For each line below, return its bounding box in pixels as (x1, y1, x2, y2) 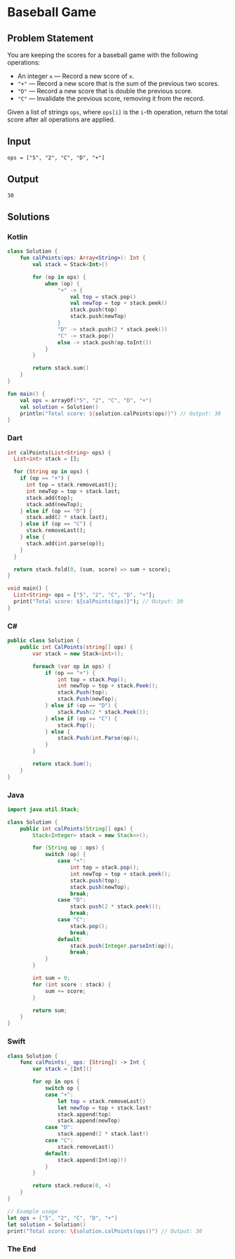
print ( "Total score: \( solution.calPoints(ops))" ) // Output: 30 (7, 1227, 202, 1234)
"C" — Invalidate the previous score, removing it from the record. (17, 94, 205, 103)
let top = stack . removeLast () (57, 1097, 146, 1105)
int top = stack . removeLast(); (25, 482, 118, 489)
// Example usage (7, 1208, 58, 1215)
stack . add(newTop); (25, 501, 83, 508)
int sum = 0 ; (32, 975, 71, 982)
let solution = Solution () (7, 1221, 86, 1228)
